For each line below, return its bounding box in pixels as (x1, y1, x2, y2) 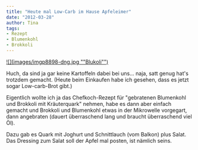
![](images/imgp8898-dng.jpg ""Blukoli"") (6, 58, 109, 65)
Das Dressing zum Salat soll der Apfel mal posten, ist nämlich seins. (6, 137, 172, 144)
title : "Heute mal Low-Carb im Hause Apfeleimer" (6, 8, 132, 15)
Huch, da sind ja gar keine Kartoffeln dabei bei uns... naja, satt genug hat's (6, 70, 189, 77)
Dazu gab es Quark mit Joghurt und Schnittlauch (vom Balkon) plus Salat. (6, 130, 186, 137)
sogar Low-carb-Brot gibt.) (6, 82, 73, 89)
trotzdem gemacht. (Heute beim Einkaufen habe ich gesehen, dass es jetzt (6, 76, 189, 83)
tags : (6, 25, 20, 32)
